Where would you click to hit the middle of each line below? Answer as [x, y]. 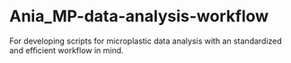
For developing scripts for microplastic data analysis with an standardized [146, 41]
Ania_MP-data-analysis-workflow [139, 16]
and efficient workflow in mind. [66, 50]
